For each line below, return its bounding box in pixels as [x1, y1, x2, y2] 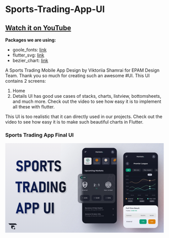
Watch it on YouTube [5, 24, 71, 32]
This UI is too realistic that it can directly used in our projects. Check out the [5, 113, 162, 120]
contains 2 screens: [5, 78, 46, 84]
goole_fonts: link [12, 47, 47, 52]
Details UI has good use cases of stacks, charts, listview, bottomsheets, [12, 93, 161, 99]
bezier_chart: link [12, 57, 49, 64]
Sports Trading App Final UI [5, 131, 74, 138]
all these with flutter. [12, 104, 55, 109]
